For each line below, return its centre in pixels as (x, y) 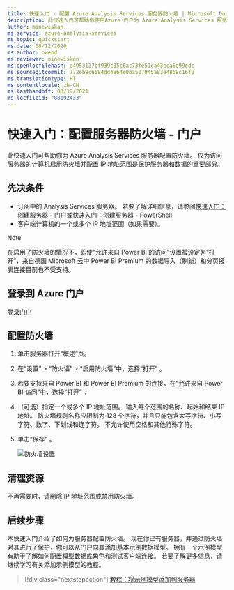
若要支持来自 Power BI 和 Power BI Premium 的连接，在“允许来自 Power (120, 384)
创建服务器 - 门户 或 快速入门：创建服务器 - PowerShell (95, 215)
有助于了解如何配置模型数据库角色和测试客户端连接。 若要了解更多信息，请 (115, 556)
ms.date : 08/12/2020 (37, 46)
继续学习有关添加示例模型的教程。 (56, 565)
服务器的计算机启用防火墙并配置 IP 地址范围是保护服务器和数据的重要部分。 (116, 164)
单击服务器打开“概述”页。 (54, 354)
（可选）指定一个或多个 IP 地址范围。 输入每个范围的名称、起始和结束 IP (121, 407)
